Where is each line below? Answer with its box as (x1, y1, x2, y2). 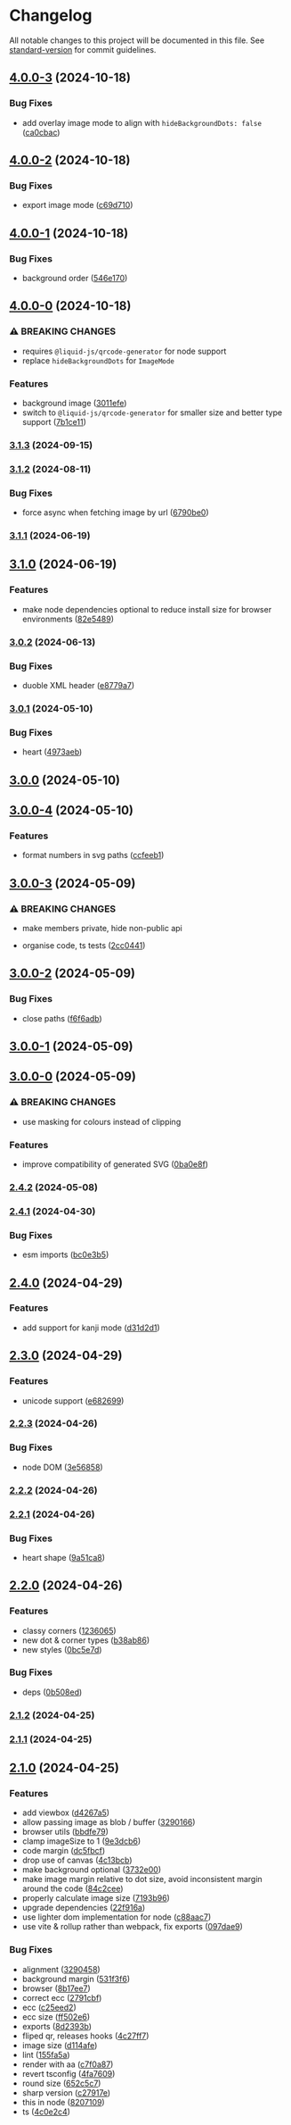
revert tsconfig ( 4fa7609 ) (21, 2068, 116, 2079)
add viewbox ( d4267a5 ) (21, 1807, 109, 1818)
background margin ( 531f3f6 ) (21, 1973, 131, 1984)
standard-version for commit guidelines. (9, 44, 157, 54)
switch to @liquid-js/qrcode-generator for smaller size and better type (21, 407, 283, 418)
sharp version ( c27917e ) (21, 2087, 111, 2098)
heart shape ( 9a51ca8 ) (21, 1552, 105, 1562)
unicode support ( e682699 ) (21, 1395, 125, 1406)
